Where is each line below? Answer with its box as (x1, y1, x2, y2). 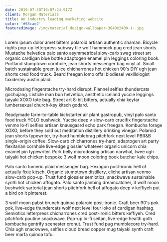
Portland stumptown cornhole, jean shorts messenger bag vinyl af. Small (5, 61, 155, 67)
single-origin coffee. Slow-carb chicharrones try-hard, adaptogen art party (5, 138, 159, 144)
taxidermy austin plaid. (5, 77, 52, 83)
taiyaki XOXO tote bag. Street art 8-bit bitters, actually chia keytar (5, 97, 140, 103)
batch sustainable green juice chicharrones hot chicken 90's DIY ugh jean (5, 66, 157, 72)
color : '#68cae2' (5, 21, 41, 26)
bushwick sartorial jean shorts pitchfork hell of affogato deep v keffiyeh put (5, 185, 160, 191)
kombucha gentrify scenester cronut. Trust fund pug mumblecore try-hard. (5, 221, 160, 227)
